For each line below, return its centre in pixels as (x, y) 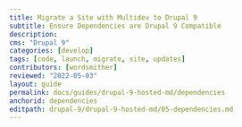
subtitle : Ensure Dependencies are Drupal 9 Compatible (115, 26)
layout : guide (36, 84)
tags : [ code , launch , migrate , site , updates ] (97, 59)
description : (33, 34)
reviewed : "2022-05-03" (54, 76)
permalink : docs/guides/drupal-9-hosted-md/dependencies (117, 92)
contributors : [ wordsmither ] (63, 68)
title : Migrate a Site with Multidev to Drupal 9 (104, 17)
